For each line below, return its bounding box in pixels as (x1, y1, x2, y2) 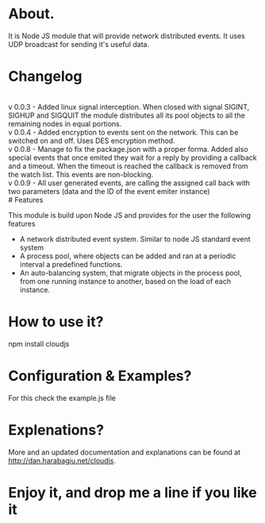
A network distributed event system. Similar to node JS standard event (19, 234, 252, 243)
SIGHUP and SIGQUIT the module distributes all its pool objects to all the (8, 110, 246, 120)
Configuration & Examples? (8, 367, 192, 385)
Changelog (8, 68, 83, 86)
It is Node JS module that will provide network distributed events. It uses (8, 31, 246, 41)
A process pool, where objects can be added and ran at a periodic (19, 251, 236, 261)
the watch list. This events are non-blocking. (8, 169, 154, 179)
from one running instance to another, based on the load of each (19, 276, 232, 286)
